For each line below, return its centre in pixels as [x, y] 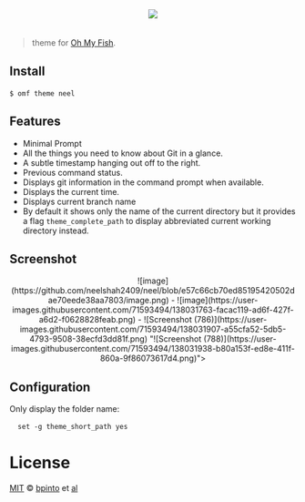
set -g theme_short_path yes [73, 427]
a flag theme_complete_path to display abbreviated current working [147, 220]
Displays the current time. [71, 191]
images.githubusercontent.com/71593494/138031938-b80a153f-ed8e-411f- [153, 349]
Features [35, 122]
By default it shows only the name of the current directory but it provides [159, 211]
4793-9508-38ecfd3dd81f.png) [88, 339]
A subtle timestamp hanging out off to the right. [112, 162]
